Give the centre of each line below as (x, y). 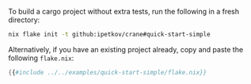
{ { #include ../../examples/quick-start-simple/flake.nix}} (108, 72)
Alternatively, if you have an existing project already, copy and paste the (126, 49)
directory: (24, 20)
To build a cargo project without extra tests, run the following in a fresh (124, 11)
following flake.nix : (41, 58)
